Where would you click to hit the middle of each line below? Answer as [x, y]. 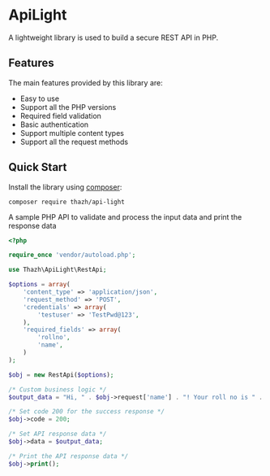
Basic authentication [54, 124]
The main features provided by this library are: [86, 82]
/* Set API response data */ [58, 434]
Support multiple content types [72, 133]
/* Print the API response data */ [69, 456]
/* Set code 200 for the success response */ [86, 412]
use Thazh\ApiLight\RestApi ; [58, 270]
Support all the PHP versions [68, 107]
